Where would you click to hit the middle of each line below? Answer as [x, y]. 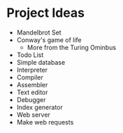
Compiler [30, 77]
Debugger [31, 99]
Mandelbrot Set [39, 32]
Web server [33, 115]
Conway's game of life [49, 39]
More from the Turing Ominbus [72, 47]
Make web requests [45, 122]
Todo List [30, 55]
